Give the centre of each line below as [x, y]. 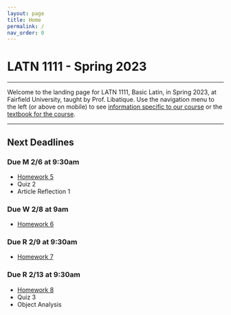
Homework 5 [35, 177]
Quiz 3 [26, 297]
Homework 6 [35, 224]
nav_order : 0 [26, 33]
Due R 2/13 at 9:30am [44, 274]
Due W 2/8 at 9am [38, 209]
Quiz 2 [26, 184]
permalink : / [26, 26]
